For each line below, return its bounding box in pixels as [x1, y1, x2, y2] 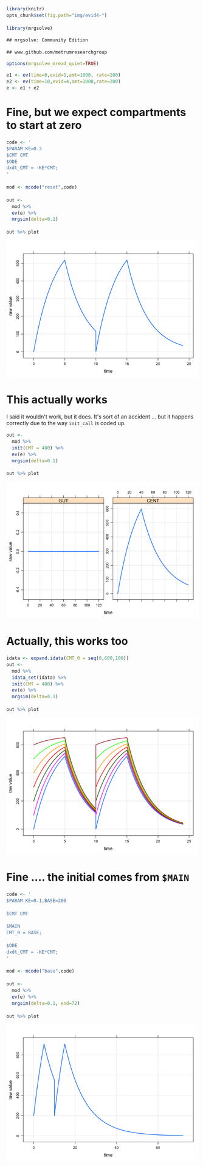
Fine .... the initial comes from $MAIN [6, 870, 190, 884]
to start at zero [6, 119, 82, 133]
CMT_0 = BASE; [6, 930, 43, 936]
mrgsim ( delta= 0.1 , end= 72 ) [12, 1000, 80, 1006]
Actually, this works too [6, 634, 129, 648]
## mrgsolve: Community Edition [6, 36, 88, 43]
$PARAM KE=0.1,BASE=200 [6, 897, 67, 904]
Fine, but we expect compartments [6, 106, 187, 119]
